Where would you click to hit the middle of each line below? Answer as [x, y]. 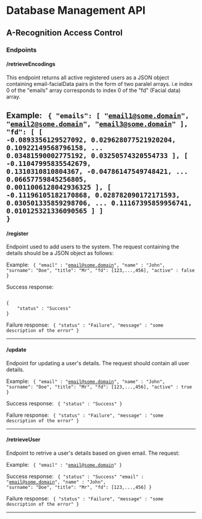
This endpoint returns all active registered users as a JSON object [88, 77]
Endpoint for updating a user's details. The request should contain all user [98, 363]
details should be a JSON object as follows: [60, 253]
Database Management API [76, 11]
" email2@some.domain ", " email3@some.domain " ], [97, 124]
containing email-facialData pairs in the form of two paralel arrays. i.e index [99, 84]
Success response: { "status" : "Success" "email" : [75, 476]
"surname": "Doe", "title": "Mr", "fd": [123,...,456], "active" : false [101, 271]
